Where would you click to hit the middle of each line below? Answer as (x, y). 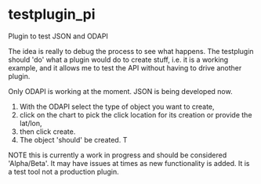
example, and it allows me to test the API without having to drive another (125, 67)
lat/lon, (31, 123)
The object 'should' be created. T (73, 139)
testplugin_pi (52, 14)
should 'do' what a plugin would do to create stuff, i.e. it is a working (118, 60)
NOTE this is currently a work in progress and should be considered (118, 155)
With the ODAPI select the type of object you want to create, (117, 106)
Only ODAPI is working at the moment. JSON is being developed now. (120, 91)
